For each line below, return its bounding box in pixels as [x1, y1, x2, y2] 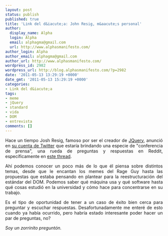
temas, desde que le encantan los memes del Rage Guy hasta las [5, 168, 163, 174]
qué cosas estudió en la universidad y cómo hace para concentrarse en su [5, 184, 163, 190]
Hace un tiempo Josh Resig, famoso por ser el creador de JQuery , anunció [5, 137, 163, 143]
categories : [5, 81, 30, 86]
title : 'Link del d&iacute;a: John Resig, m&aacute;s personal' [5, 21, 142, 26]
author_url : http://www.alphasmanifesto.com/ [5, 58, 101, 63]
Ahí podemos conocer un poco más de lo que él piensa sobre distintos [5, 163, 163, 169]
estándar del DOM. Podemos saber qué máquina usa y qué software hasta [5, 178, 163, 185]
